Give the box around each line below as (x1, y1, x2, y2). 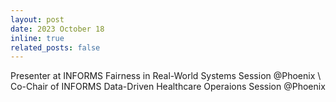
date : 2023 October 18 (10, 24, 105, 34)
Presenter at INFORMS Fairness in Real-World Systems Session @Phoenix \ (10, 70, 322, 82)
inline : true (10, 33, 65, 43)
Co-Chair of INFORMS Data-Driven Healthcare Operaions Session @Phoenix (10, 81, 326, 93)
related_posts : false (10, 42, 101, 53)
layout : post (10, 14, 65, 25)
